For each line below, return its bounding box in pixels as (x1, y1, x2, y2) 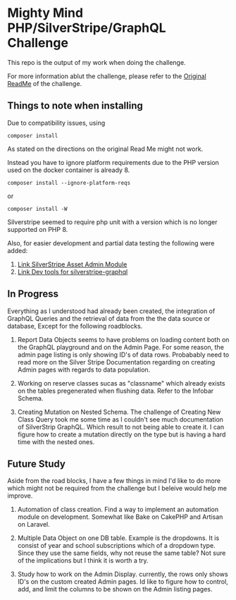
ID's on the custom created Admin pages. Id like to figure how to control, (17, 577, 229, 586)
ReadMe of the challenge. (7, 79, 82, 87)
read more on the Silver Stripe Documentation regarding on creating (17, 357, 216, 366)
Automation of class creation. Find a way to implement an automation (17, 506, 219, 514)
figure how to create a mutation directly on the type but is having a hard (17, 430, 226, 439)
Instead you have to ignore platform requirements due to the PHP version (7, 158, 220, 166)
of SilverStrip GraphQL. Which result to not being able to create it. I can (17, 422, 224, 431)
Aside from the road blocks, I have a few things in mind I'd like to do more (7, 477, 221, 485)
